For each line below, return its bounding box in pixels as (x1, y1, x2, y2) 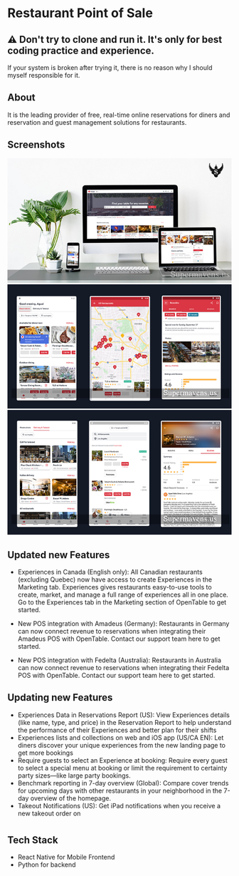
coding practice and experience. (7, 44, 155, 56)
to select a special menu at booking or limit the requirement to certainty (17, 763, 228, 772)
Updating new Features (7, 691, 113, 704)
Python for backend (17, 860, 76, 869)
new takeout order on (17, 809, 81, 818)
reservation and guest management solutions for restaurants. (7, 118, 187, 126)
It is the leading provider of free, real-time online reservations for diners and (7, 110, 230, 119)
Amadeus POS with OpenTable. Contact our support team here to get (17, 634, 221, 643)
